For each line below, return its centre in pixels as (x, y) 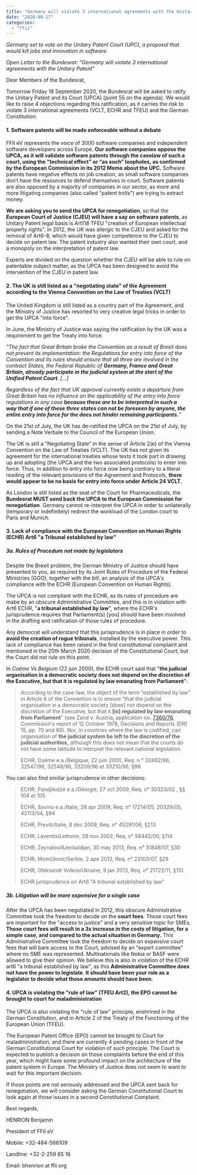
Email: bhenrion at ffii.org (37, 1166)
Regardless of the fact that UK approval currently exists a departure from (95, 389)
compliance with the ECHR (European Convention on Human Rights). (89, 584)
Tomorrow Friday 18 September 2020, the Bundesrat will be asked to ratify (96, 91)
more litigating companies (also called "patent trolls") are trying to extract (95, 193)
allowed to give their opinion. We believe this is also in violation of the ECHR (98, 960)
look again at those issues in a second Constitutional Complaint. (83, 1097)
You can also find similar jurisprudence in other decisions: (76, 778)
